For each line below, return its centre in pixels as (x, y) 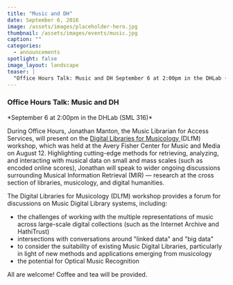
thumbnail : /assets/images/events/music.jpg (72, 33)
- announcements (37, 53)
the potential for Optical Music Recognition (78, 261)
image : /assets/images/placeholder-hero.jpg (72, 26)
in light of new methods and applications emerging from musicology (114, 253)
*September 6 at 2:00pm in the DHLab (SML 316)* (80, 117)
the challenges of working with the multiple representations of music (115, 216)
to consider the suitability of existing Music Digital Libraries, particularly (120, 246)
